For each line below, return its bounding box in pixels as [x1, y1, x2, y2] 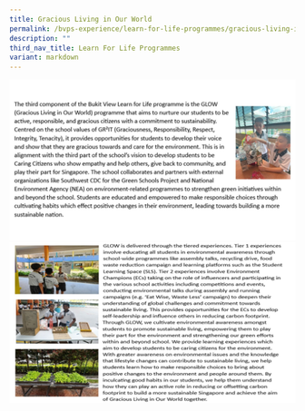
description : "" [9, 34, 71, 43]
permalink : [9, 24, 51, 34]
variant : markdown [9, 53, 79, 63]
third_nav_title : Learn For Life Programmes [9, 44, 181, 53]
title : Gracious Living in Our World [9, 15, 152, 24]
